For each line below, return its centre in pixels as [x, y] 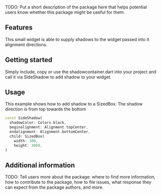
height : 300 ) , [28, 145]
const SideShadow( [24, 118]
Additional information [40, 165]
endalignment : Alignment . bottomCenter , [50, 132]
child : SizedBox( [27, 136]
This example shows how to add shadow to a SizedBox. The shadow [74, 104]
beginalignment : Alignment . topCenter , [49, 127]
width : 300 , [26, 141]
